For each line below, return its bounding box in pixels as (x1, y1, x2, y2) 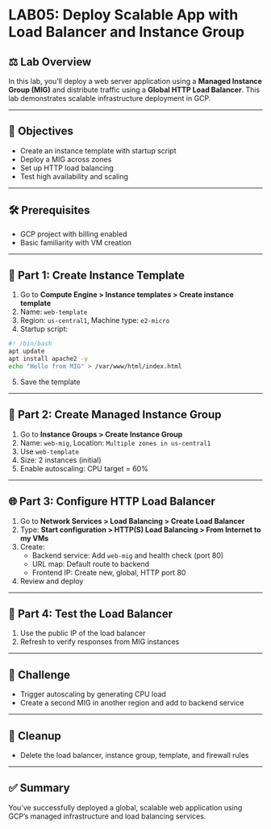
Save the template (19, 377, 81, 387)
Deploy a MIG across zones (19, 154, 112, 164)
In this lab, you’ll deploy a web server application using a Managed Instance (8, 77, 262, 86)
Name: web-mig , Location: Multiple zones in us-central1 (19, 438, 211, 447)
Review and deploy (19, 576, 84, 586)
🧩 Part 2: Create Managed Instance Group (8, 408, 222, 421)
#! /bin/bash (8, 340, 52, 348)
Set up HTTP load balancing (19, 163, 115, 173)
